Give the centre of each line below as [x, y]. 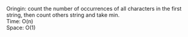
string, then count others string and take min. [63, 15]
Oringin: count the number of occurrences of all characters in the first [94, 9]
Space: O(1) [21, 27]
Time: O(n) [20, 21]
